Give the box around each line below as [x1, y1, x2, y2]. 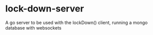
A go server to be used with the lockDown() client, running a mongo [5, 19, 148, 25]
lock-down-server [5, 3, 84, 14]
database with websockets [5, 24, 62, 30]
